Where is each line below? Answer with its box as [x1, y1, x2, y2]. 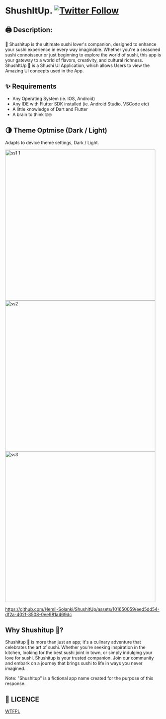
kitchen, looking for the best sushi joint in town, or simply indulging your [5, 650, 153, 656]
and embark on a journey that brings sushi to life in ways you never [5, 660, 143, 667]
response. [5, 681, 26, 687]
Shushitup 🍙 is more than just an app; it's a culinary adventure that [5, 639, 141, 645]
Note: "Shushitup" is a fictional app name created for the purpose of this [5, 675, 154, 682]
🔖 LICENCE [5, 695, 40, 704]
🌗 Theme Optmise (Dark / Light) [5, 126, 108, 135]
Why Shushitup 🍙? [5, 626, 64, 635]
